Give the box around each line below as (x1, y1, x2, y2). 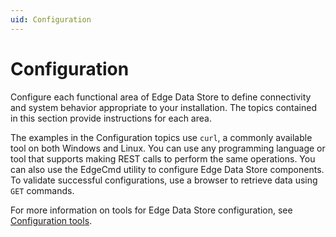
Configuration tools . (10, 214, 93, 226)
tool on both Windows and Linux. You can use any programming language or (10, 142, 326, 154)
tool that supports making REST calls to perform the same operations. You (10, 152, 316, 165)
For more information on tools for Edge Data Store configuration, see (10, 204, 293, 216)
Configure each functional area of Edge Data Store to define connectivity (10, 91, 312, 103)
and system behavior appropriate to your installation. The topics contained (10, 101, 318, 113)
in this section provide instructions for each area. (10, 112, 212, 124)
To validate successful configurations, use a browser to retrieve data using (10, 174, 318, 186)
